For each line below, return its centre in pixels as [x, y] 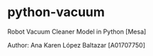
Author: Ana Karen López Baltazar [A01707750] [76, 45]
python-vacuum [56, 12]
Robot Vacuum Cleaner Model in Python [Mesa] [77, 31]
